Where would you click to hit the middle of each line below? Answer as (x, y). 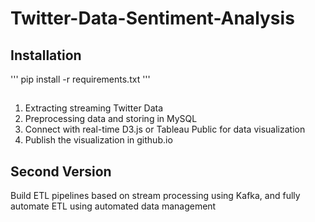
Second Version (61, 171)
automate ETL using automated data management (113, 206)
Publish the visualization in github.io (98, 140)
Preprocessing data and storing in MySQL (111, 119)
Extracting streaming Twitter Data (94, 108)
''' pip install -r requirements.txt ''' (80, 79)
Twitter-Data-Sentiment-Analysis (152, 18)
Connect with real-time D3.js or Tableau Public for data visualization (165, 129)
